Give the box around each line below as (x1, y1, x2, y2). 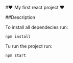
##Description (5, 14, 36, 20)
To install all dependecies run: (5, 24, 68, 30)
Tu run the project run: (5, 43, 53, 49)
